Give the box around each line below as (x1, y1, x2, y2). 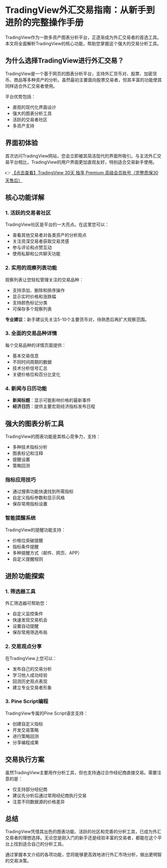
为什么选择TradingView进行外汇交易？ (5, 57, 124, 65)
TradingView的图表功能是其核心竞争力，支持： (5, 433, 101, 439)
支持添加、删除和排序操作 (12, 287, 65, 293)
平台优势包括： (5, 93, 36, 99)
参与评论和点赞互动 (12, 244, 52, 251)
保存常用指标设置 (12, 501, 48, 507)
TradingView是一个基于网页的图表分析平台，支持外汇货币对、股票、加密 (5, 71, 153, 76)
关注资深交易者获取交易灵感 (12, 238, 70, 244)
